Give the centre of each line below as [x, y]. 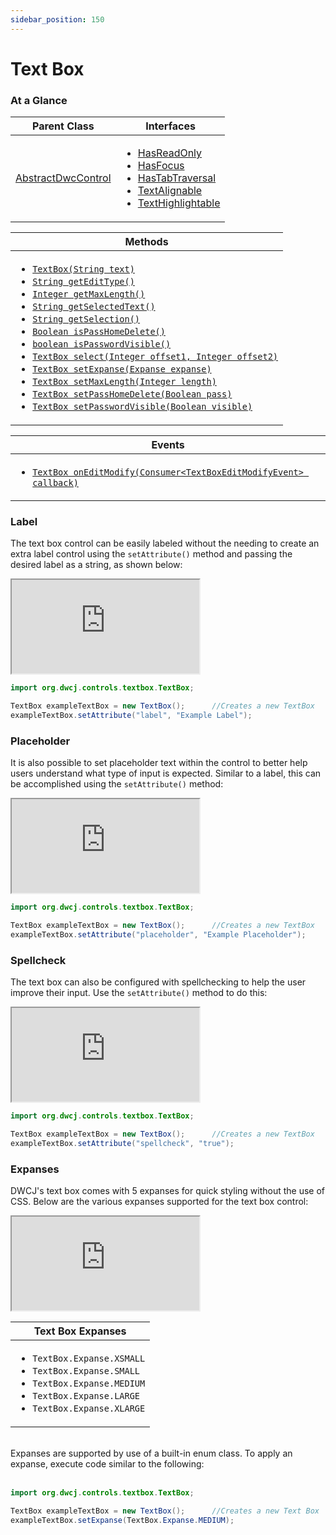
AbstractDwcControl [63, 178]
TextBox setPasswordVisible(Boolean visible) [142, 407]
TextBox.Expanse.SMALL [86, 1371]
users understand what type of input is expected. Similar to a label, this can [166, 773]
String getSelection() [86, 319]
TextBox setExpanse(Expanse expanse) [122, 369]
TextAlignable [170, 191]
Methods [146, 242]
